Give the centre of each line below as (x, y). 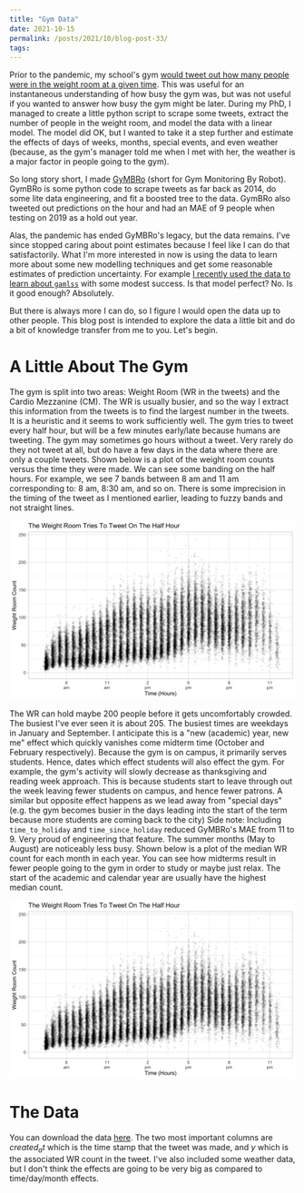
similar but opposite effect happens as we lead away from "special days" (146, 801)
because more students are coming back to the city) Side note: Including (146, 820)
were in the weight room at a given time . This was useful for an (127, 84)
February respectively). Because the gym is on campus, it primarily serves (148, 753)
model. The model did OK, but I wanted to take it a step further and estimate (152, 133)
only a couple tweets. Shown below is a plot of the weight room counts (142, 459)
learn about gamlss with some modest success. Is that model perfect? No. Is (151, 284)
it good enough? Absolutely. (62, 293)
